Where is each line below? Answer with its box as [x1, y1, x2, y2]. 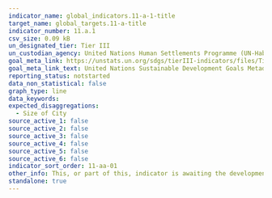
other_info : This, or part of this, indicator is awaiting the [8, 170, 227, 178]
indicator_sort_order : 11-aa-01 [8, 162, 117, 171]
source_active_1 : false [8, 117, 89, 125]
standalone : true [8, 177, 67, 186]
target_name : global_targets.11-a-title [8, 19, 147, 27]
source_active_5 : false [8, 147, 89, 155]
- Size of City [15, 110, 67, 118]
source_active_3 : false [8, 132, 89, 140]
